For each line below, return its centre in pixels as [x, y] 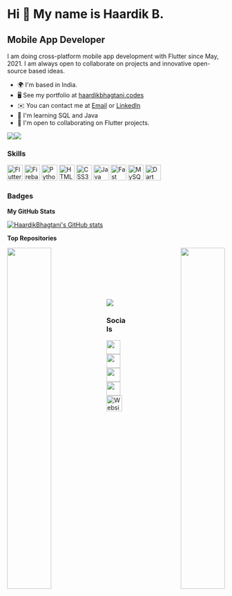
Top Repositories [32, 238]
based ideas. [47, 71]
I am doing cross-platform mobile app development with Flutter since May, [113, 56]
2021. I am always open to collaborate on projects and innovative [99, 64]
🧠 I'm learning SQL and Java [58, 115]
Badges [20, 196]
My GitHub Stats [31, 211]
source [17, 71]
